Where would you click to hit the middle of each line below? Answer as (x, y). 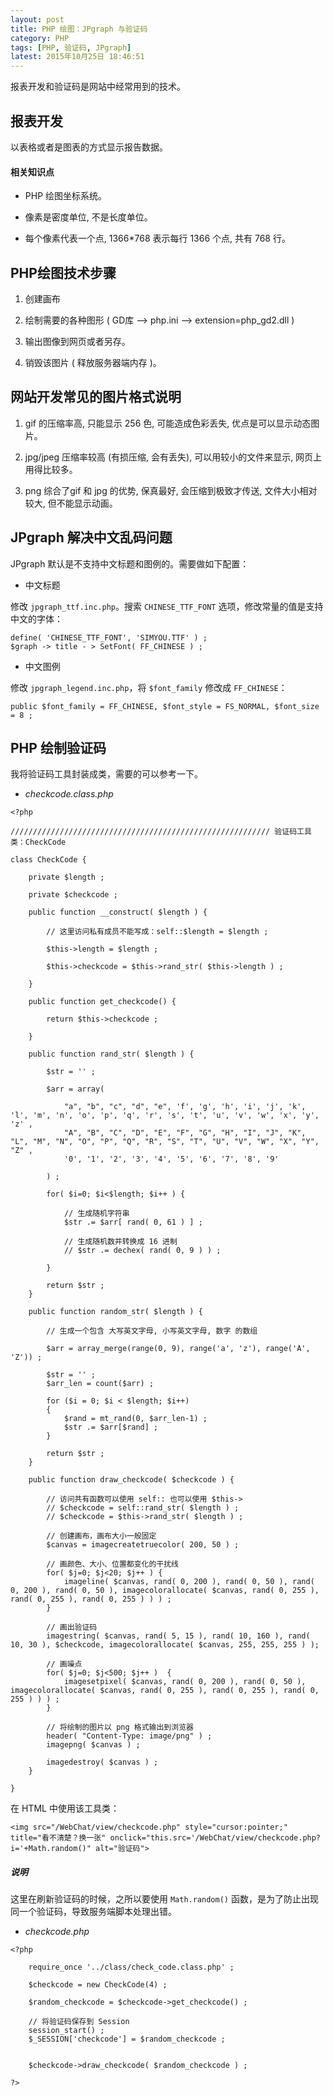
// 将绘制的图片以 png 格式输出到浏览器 (120, 1727)
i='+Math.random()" (51, 1849)
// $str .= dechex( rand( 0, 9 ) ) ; (142, 1251)
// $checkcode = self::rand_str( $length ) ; (143, 1508)
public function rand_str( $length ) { (111, 1054)
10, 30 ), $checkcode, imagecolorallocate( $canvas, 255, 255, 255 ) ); (165, 1645)
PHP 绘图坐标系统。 (66, 196)
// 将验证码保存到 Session (79, 2022)
